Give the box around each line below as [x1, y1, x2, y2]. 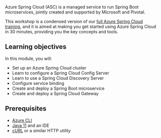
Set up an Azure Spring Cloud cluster [12, 65, 87, 70]
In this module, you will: [5, 55, 52, 61]
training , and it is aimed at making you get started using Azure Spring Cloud [5, 24, 157, 29]
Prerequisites [5, 105, 47, 113]
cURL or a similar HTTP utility [12, 127, 71, 133]
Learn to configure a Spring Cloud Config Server [12, 70, 109, 76]
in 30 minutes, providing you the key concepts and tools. [5, 29, 119, 34]
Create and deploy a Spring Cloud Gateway [12, 90, 99, 96]
